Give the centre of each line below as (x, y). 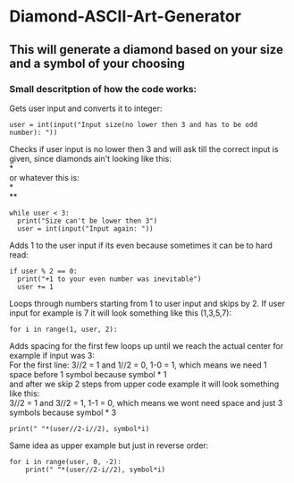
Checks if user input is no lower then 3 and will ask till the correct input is (144, 148)
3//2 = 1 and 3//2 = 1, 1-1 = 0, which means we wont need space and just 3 (146, 402)
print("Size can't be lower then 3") (88, 221)
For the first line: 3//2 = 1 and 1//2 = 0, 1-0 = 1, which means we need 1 (139, 365)
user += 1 (35, 287)
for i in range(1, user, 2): (63, 329)
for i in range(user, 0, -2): (66, 462)
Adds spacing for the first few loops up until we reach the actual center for (147, 345)
